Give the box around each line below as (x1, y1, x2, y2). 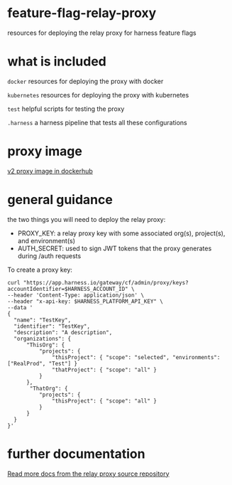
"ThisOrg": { (26, 341, 65, 348)
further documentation (7, 446, 145, 462)
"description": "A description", (13, 329, 113, 336)
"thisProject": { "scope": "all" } (52, 397, 158, 405)
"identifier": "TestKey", (13, 322, 91, 330)
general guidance (7, 192, 114, 208)
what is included (7, 53, 106, 70)
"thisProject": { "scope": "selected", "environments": (52, 353, 221, 361)
